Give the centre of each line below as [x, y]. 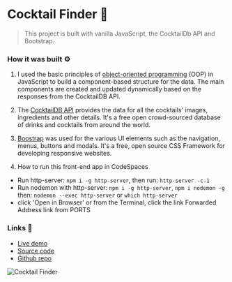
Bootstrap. [39, 40]
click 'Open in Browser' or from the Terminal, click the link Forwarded [117, 202]
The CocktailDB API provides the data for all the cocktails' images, [112, 110]
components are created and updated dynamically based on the [109, 89]
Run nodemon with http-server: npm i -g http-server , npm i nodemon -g [121, 188]
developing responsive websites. [64, 154]
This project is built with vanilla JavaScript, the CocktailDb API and [119, 34]
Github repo [34, 258]
